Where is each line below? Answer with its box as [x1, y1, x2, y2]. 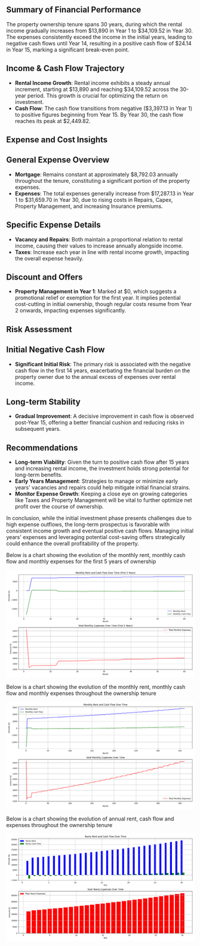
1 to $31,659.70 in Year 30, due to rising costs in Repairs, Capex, [14, 196, 173, 203]
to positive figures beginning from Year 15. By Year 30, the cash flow [14, 111, 184, 118]
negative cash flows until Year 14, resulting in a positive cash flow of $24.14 [6, 39, 192, 47]
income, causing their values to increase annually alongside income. [14, 242, 183, 249]
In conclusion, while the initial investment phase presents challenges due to [6, 515, 192, 522]
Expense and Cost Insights [6, 134, 108, 145]
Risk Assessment [6, 324, 72, 334]
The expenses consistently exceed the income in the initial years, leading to [6, 33, 193, 41]
